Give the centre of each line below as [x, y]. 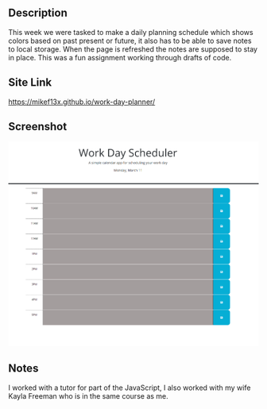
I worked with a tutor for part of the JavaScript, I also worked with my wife [130, 388]
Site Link [30, 83]
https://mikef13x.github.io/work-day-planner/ [82, 102]
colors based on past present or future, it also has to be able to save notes [130, 41]
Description [38, 13]
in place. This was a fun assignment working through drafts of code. [120, 57]
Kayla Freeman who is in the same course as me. [88, 395]
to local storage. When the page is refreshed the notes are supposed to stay [133, 49]
